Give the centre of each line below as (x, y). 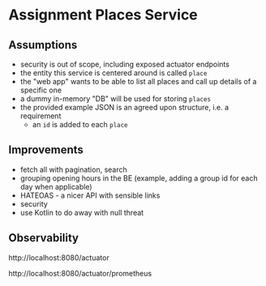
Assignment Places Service (103, 15)
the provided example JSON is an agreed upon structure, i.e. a (124, 107)
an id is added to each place (80, 124)
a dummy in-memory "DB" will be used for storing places (116, 98)
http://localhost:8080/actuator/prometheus (80, 273)
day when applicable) (56, 186)
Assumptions (43, 45)
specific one (41, 90)
